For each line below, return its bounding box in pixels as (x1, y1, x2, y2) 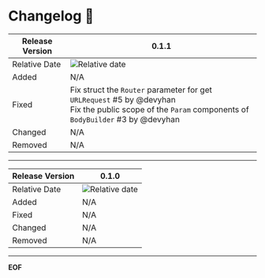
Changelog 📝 (8, 7, 95, 25)
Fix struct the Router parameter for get (69, 84, 213, 95)
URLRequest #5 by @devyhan (69, 94, 176, 105)
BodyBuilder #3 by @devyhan (69, 113, 180, 124)
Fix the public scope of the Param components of (69, 104, 250, 115)
